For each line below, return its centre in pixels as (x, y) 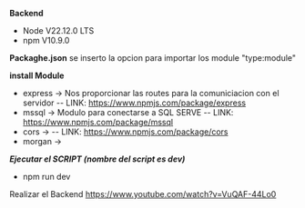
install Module (37, 75)
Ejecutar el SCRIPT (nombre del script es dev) (97, 159)
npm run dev (46, 177)
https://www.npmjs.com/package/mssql (98, 122)
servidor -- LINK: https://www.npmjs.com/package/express (134, 103)
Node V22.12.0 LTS (58, 30)
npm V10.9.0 (46, 40)
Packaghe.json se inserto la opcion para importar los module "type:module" (153, 58)
